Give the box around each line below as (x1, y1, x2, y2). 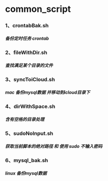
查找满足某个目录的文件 (5, 62, 53, 68)
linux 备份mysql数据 (5, 170, 47, 176)
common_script (5, 3, 71, 15)
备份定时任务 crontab (5, 35, 49, 41)
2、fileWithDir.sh (5, 49, 48, 56)
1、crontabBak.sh (5, 22, 49, 29)
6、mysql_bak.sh (5, 157, 49, 164)
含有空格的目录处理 (5, 116, 45, 122)
